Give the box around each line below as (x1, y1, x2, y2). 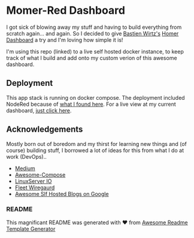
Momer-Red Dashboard (6, 4, 126, 17)
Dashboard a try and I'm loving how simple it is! (6, 36, 123, 43)
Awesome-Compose (14, 171, 66, 178)
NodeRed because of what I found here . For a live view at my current (6, 100, 177, 108)
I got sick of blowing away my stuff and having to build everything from (6, 23, 182, 31)
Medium (14, 165, 36, 172)
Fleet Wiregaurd (14, 184, 55, 191)
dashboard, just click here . (6, 106, 72, 114)
